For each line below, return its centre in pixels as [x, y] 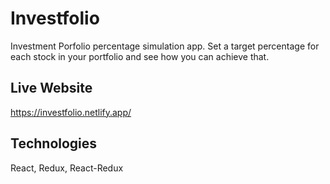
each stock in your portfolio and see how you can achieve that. [140, 56]
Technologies [54, 143]
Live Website [51, 88]
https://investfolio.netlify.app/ [71, 112]
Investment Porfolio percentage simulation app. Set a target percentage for [165, 46]
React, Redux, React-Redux [67, 168]
